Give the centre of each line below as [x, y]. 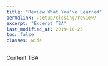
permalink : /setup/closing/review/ [52, 18]
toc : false [20, 35]
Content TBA [23, 58]
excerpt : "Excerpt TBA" [37, 23]
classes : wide [24, 40]
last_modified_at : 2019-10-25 [45, 29]
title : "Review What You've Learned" [54, 12]
